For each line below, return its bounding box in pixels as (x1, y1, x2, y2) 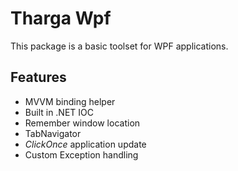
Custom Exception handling (24, 148, 139, 161)
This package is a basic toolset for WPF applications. (10, 40, 229, 52)
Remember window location (24, 117, 141, 129)
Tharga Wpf (10, 7, 112, 30)
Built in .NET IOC (24, 106, 95, 118)
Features (10, 69, 67, 86)
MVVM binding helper (24, 95, 116, 107)
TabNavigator (24, 127, 82, 139)
